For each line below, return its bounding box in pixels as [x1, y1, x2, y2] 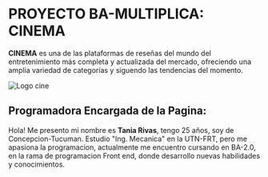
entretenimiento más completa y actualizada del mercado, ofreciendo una [8, 57, 252, 66]
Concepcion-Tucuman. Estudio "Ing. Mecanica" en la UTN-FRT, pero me [8, 134, 248, 143]
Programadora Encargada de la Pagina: [8, 104, 206, 118]
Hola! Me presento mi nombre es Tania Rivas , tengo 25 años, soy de [8, 125, 234, 135]
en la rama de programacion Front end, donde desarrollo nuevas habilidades [8, 151, 261, 160]
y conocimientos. [8, 159, 66, 169]
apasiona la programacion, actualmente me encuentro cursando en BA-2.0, [8, 142, 256, 152]
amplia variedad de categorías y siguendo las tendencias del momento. [8, 65, 244, 74]
